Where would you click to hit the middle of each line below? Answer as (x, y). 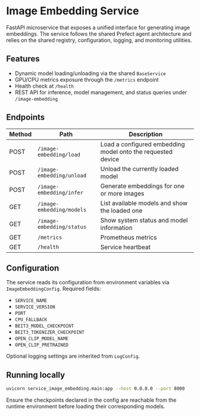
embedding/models (62, 209)
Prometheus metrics (129, 237)
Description (146, 134)
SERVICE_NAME (31, 301)
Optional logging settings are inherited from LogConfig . (73, 356)
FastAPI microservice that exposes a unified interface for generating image (98, 27)
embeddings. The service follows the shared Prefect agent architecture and (99, 33)
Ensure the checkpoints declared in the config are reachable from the (91, 400)
